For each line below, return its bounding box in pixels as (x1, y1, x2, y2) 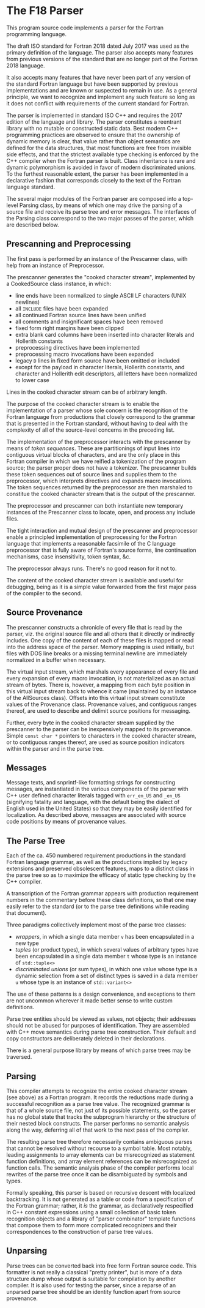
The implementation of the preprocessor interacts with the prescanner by (6, 438, 191, 445)
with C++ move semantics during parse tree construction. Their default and (6, 1028, 196, 1035)
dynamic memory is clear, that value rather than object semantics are (6, 137, 181, 145)
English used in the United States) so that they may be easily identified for (6, 805, 192, 812)
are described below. (6, 221, 59, 228)
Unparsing (6, 1246, 48, 1256)
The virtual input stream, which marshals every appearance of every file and (6, 668, 198, 675)
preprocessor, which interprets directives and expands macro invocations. (6, 477, 193, 484)
